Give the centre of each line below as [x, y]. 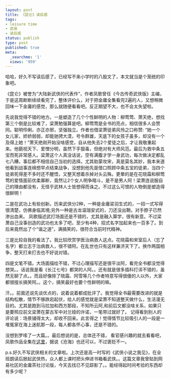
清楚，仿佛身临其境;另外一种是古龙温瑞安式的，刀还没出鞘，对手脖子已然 [86, 210]
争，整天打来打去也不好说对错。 [38, 252]
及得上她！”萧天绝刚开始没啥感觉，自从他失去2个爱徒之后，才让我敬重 [78, 143]
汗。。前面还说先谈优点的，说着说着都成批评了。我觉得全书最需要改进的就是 [84, 293]
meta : [11, 52]
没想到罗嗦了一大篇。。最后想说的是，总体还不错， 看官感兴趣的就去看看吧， [84, 335]
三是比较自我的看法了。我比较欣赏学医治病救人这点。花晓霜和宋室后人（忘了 [85, 240]
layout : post [19, 10]
